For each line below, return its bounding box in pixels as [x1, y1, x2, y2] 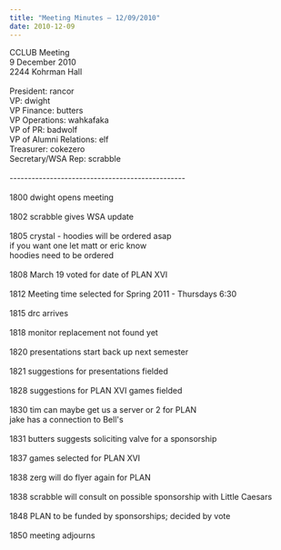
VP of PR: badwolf [9, 124, 78, 135]
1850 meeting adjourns [9, 529, 95, 541]
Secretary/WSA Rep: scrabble [9, 153, 121, 164]
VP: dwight [9, 95, 51, 105]
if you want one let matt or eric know [9, 240, 147, 251]
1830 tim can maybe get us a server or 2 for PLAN [9, 404, 197, 415]
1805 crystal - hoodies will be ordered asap [9, 230, 172, 241]
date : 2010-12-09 [9, 22, 75, 31]
